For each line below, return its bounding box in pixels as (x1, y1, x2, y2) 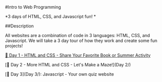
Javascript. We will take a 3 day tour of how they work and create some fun (5, 38, 158, 43)
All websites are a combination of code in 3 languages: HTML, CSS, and (5, 33, 150, 38)
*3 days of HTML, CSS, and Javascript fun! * (5, 14, 96, 19)
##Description (5, 23, 34, 29)
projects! (5, 43, 23, 48)
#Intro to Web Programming (5, 4, 61, 10)
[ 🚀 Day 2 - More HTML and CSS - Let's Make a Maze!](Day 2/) (5, 62, 131, 67)
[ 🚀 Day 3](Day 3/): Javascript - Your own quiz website (5, 71, 114, 77)
